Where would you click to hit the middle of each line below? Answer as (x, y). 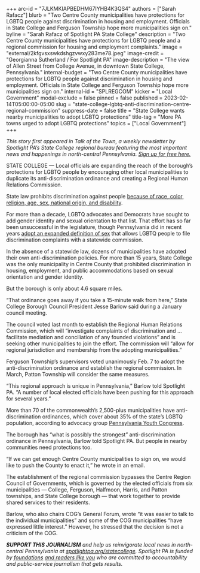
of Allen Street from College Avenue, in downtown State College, (86, 66)
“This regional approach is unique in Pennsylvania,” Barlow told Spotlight (96, 386)
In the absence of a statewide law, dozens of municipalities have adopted (96, 251)
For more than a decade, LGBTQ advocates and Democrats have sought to (98, 214)
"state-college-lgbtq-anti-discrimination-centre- (132, 104)
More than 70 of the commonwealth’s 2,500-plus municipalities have (90, 410)
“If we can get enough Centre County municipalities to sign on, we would (96, 459)
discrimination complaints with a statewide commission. (75, 240)
